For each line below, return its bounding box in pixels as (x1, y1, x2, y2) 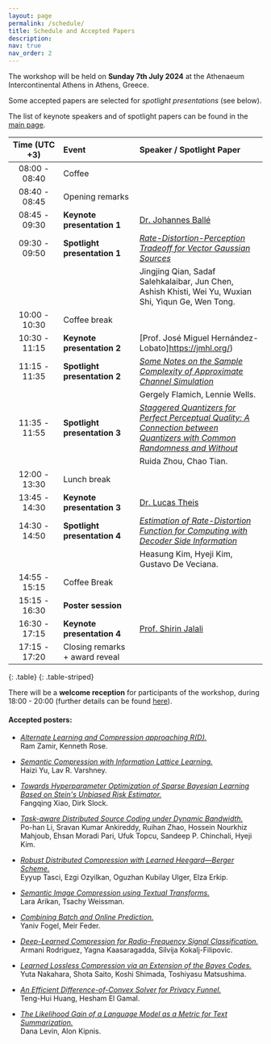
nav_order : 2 (8, 49, 52, 57)
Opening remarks (63, 191, 129, 202)
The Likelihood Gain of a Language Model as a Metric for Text (19, 1009, 227, 1019)
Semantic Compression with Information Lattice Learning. (19, 757, 213, 767)
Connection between (139, 422, 219, 433)
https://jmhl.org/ (169, 342, 230, 354)
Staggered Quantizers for (139, 402, 236, 413)
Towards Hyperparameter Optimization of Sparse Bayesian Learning (19, 781, 250, 791)
